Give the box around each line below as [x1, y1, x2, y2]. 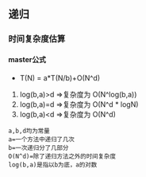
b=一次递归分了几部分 [8, 144, 69, 151]
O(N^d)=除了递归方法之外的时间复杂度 [8, 152, 117, 160]
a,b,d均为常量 [8, 127, 50, 135]
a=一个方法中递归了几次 [8, 135, 75, 144]
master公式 [8, 54, 46, 64]
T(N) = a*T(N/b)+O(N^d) [19, 73, 101, 82]
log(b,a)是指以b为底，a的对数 [8, 160, 98, 169]
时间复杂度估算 [8, 33, 66, 45]
